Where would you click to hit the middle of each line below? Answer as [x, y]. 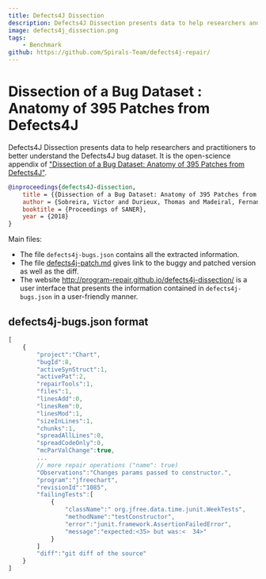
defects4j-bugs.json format [78, 322]
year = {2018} [46, 217]
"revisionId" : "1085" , [72, 487]
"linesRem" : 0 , [60, 406]
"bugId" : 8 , [55, 362]
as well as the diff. [49, 271]
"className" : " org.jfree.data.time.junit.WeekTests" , [155, 510]
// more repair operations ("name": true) [108, 465]
